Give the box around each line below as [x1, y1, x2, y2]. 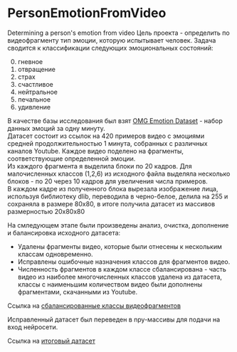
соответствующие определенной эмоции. [7, 154, 136, 163]
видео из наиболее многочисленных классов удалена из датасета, [17, 272, 223, 281]
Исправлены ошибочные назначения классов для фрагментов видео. [17, 257, 231, 266]
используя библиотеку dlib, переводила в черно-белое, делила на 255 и [7, 192, 228, 201]
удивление [17, 102, 51, 111]
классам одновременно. [17, 250, 94, 258]
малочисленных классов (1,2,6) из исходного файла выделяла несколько [7, 169, 231, 178]
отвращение [17, 65, 56, 73]
